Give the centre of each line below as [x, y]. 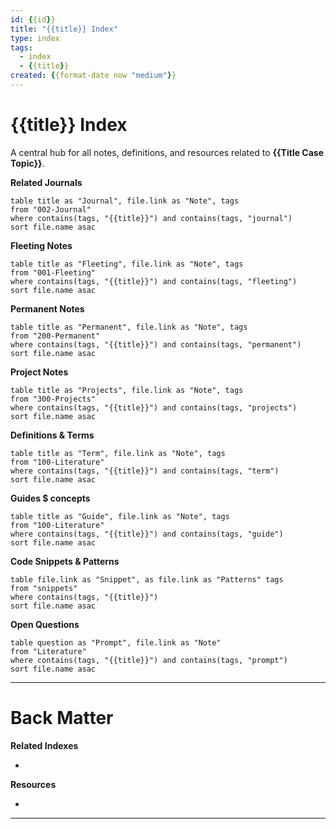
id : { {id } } [33, 19]
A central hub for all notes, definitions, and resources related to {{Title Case [167, 152]
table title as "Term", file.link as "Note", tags [118, 453]
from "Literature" [48, 651]
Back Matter [62, 718]
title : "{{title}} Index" [64, 29]
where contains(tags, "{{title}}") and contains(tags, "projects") [154, 407]
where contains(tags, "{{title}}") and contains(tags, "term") [145, 471]
